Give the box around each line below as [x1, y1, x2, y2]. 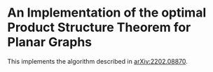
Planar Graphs [7, 35, 92, 50]
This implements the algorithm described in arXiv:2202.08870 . [7, 57, 188, 65]
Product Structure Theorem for [7, 19, 191, 35]
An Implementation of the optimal [7, 5, 207, 21]
